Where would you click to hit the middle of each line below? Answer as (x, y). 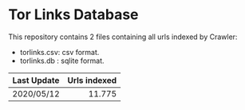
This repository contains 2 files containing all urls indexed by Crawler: (123, 37)
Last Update (36, 80)
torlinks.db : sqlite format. (62, 61)
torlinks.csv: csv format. (59, 52)
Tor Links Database (73, 15)
